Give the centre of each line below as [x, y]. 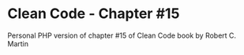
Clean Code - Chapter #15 [94, 14]
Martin [18, 43]
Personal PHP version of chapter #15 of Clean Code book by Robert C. [122, 35]
